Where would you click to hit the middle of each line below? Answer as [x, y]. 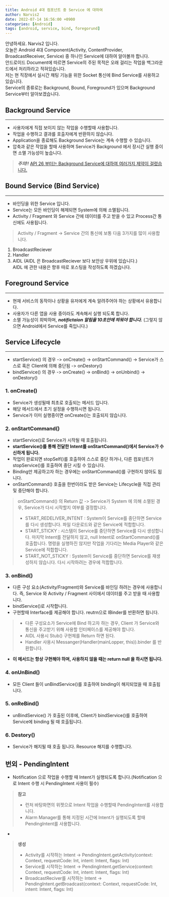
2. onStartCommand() [32, 428]
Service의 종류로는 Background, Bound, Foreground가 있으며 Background [80, 88]
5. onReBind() [22, 703]
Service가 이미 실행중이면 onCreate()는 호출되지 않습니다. [70, 415]
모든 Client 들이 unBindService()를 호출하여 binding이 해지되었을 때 [80, 684]
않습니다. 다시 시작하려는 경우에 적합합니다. [81, 562]
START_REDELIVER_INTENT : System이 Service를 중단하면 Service [93, 518]
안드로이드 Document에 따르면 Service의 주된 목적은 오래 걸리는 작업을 [75, 62]
